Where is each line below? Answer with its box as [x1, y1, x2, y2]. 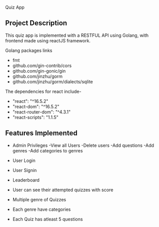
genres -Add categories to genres [12, 147, 83, 153]
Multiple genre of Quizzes [12, 196, 66, 202]
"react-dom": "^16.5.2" [12, 103, 59, 109]
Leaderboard [12, 177, 40, 183]
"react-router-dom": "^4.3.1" [12, 108, 71, 115]
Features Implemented [5, 129, 78, 138]
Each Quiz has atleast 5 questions [12, 216, 83, 222]
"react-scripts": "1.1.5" [12, 114, 59, 120]
